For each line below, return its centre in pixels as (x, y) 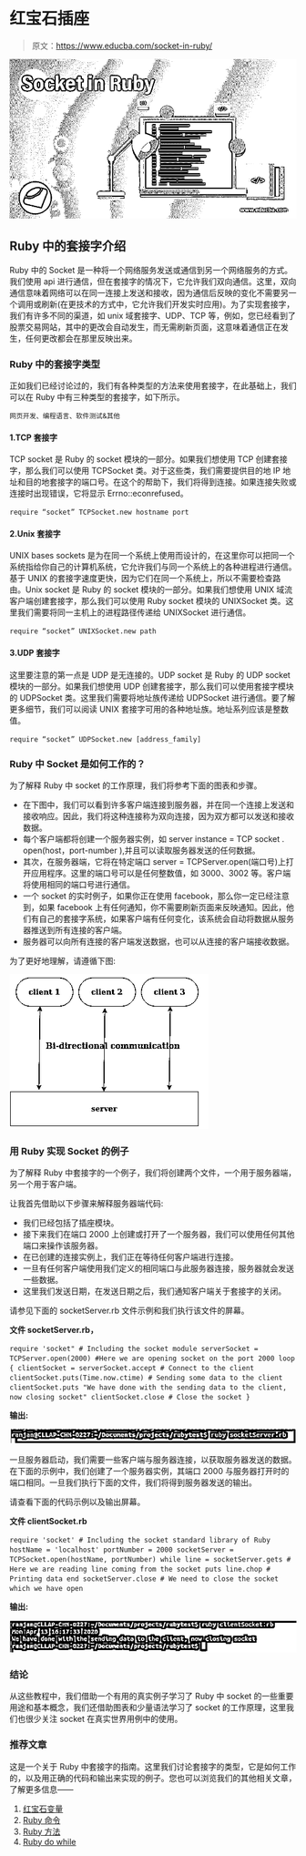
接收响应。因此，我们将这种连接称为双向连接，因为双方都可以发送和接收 (158, 815)
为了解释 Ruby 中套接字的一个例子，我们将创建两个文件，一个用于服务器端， (153, 1173)
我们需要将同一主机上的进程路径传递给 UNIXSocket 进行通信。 (134, 612)
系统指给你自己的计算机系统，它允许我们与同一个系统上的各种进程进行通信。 (153, 567)
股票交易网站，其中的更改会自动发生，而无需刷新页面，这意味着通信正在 (145, 327)
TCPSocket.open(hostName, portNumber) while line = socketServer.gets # (150, 1560)
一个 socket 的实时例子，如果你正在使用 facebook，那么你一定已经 (148, 896)
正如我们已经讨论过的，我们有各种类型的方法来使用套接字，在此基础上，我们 (153, 386)
